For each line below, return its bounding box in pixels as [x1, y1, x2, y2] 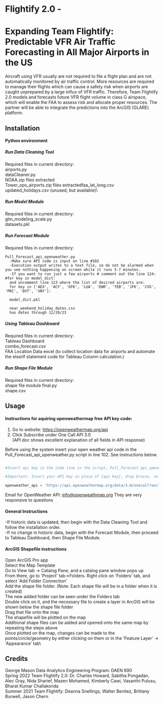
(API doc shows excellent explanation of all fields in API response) [12, 437, 145, 443]
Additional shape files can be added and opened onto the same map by [5, 619, 149, 626]
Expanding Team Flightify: [5, 26, 114, 37]
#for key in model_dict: [5, 276, 56, 281]
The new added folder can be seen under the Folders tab [5, 593, 120, 599]
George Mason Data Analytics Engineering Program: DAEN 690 [5, 668, 132, 674]
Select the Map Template [5, 562, 55, 568]
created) [5, 588, 22, 594]
